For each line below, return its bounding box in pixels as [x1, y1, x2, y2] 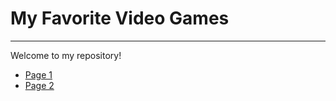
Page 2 [24, 79, 55, 91]
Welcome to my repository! [10, 49, 122, 61]
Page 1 [24, 68, 53, 81]
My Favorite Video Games [10, 7, 230, 30]
